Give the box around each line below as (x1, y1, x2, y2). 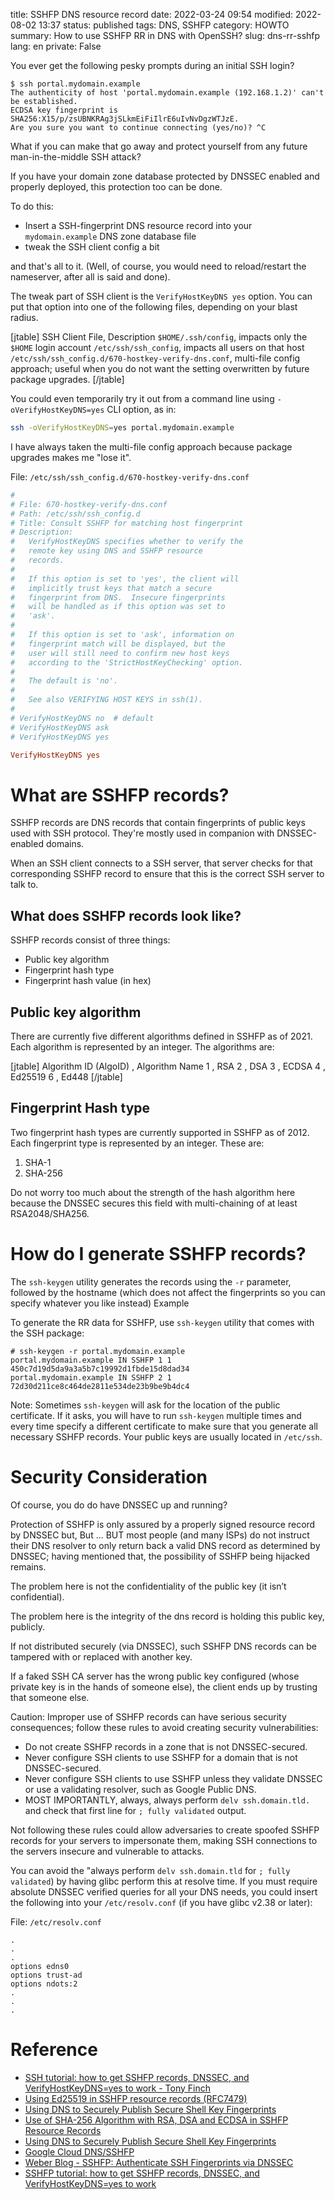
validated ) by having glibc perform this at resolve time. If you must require (10, 1875, 318, 1887)
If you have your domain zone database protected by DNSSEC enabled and (10, 170, 320, 182)
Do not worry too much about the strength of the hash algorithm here (10, 1186, 296, 1198)
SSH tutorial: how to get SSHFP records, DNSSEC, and (24, 2071, 250, 2083)
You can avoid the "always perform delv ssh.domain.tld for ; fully (10, 1864, 291, 1876)
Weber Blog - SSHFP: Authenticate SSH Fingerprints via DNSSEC (24, 2156, 294, 2168)
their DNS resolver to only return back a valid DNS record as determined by (10, 1539, 321, 1551)
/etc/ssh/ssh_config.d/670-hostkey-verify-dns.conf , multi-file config (10, 352, 301, 364)
